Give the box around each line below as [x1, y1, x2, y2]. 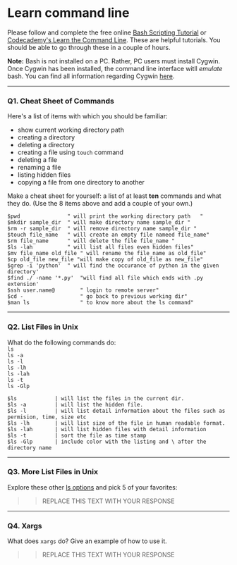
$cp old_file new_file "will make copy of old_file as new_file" [7, 256, 203, 263]
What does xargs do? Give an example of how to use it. [7, 537, 167, 545]
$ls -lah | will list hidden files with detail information [7, 426, 207, 433]
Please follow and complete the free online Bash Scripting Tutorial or [7, 28, 207, 37]
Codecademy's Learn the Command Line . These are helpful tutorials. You [7, 35, 221, 44]
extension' [7, 280, 39, 288]
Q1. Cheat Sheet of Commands [7, 96, 114, 106]
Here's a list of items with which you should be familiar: [7, 112, 168, 120]
